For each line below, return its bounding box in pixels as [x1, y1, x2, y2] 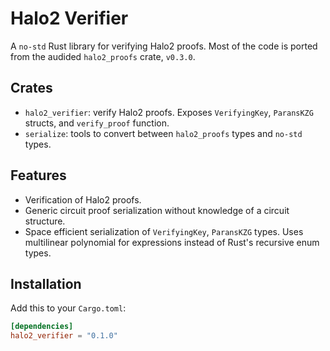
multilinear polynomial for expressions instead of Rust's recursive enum [24, 236, 320, 248]
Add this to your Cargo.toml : [10, 302, 127, 314]
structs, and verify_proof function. [24, 117, 170, 129]
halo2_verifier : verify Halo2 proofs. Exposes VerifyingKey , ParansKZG [24, 106, 314, 118]
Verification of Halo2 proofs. [24, 193, 142, 206]
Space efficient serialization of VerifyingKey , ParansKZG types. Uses [24, 225, 304, 237]
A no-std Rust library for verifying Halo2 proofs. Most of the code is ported [10, 40, 318, 52]
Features [10, 167, 67, 184]
